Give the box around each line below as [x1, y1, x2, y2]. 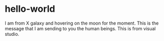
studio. [5, 31, 19, 37]
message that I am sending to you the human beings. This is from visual [5, 25, 156, 31]
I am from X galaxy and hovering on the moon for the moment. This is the [5, 20, 159, 26]
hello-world [5, 3, 56, 15]
